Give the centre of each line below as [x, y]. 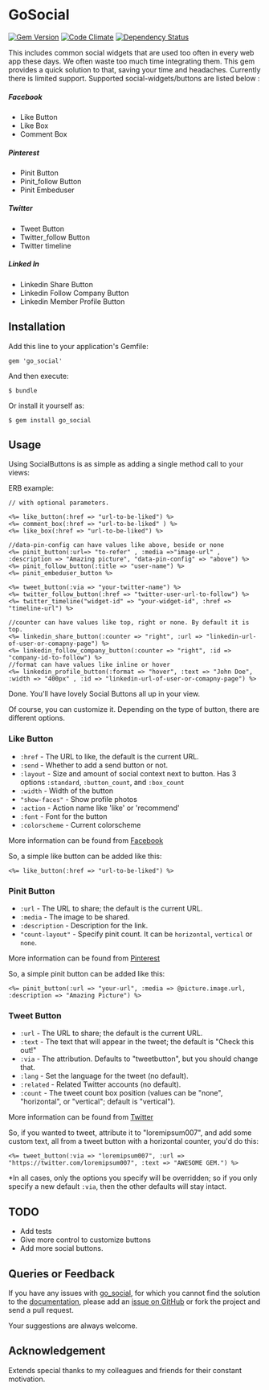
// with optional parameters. [59, 503]
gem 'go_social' [35, 361]
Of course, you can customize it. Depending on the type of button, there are [134, 709]
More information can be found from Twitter [81, 1117]
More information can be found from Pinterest [84, 958]
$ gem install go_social [50, 420]
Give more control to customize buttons [85, 1240]
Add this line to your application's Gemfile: [78, 346]
